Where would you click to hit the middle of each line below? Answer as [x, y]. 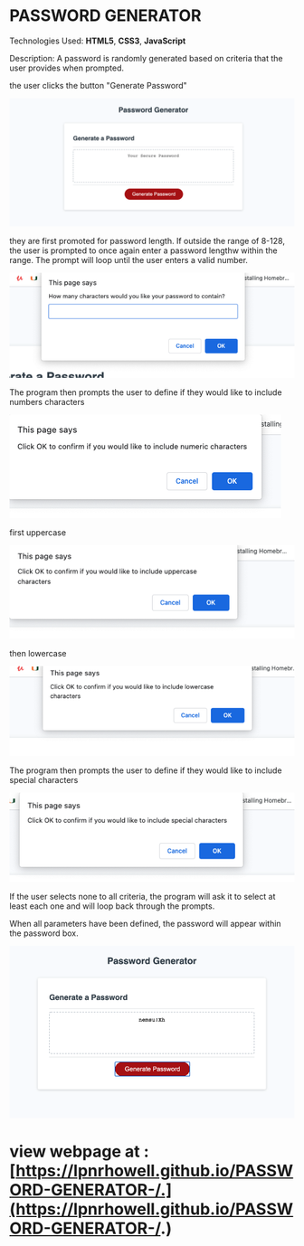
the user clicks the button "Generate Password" [98, 85]
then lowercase [38, 653]
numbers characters [47, 402]
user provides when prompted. [67, 68]
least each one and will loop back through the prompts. [112, 906]
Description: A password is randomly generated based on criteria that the [146, 58]
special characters [44, 780]
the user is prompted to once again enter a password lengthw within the [143, 250]
